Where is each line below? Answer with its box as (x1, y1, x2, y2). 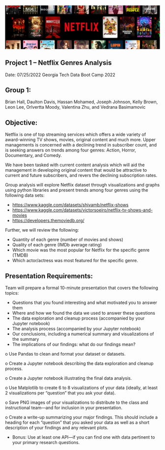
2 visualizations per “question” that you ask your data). (5, 390, 116, 396)
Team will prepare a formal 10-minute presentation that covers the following (5, 285, 159, 291)
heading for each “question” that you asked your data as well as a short (5, 420, 150, 425)
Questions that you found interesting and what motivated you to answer (12, 300, 157, 305)
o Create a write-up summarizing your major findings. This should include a (5, 414, 158, 420)
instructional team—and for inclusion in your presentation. (5, 405, 123, 411)
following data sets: (5, 192, 45, 198)
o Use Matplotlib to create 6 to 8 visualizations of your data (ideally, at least (5, 385, 158, 390)
